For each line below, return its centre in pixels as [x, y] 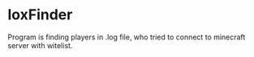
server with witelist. [40, 45]
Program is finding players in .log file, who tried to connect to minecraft [127, 37]
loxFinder [40, 15]
